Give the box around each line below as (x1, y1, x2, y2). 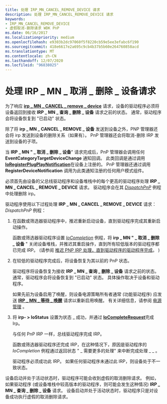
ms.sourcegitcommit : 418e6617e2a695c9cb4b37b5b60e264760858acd (5, 44, 139, 49)
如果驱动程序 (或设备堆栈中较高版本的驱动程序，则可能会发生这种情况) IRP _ (5, 381, 161, 388)
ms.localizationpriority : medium (5, 35, 75, 40)
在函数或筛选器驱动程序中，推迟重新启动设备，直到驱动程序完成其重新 (12, 218, 157, 224)
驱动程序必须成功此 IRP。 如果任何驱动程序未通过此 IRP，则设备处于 (12, 358, 152, 364)
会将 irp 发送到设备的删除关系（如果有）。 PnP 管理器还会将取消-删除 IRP (5, 132, 154, 138)
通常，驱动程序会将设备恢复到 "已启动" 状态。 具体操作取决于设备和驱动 (12, 274, 160, 281)
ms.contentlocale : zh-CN (5, 53, 57, 59)
